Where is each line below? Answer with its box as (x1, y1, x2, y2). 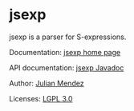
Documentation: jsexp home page (9, 47, 121, 57)
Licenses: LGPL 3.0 (9, 93, 73, 103)
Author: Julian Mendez (9, 78, 84, 88)
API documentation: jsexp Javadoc (9, 62, 124, 73)
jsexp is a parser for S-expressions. (9, 32, 127, 42)
